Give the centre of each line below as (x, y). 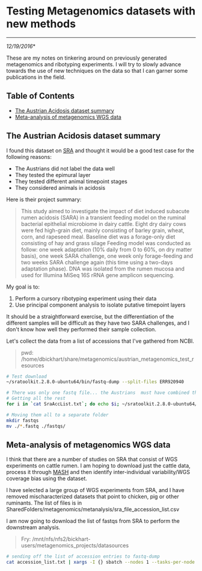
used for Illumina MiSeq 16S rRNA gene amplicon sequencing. (97, 275)
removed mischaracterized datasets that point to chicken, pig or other (93, 497)
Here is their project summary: (44, 199)
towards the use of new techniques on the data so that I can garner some (97, 70)
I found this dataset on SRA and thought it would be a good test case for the (100, 150)
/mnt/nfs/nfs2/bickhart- (61, 539)
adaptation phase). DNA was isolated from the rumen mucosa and (103, 269)
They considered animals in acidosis (60, 187)
